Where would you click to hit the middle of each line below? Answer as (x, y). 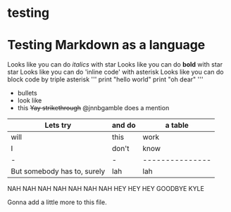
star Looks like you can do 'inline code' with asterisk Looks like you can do (115, 72)
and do (124, 126)
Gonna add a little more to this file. (57, 202)
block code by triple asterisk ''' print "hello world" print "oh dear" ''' (105, 79)
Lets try (58, 126)
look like (30, 100)
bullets (27, 93)
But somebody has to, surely (58, 171)
